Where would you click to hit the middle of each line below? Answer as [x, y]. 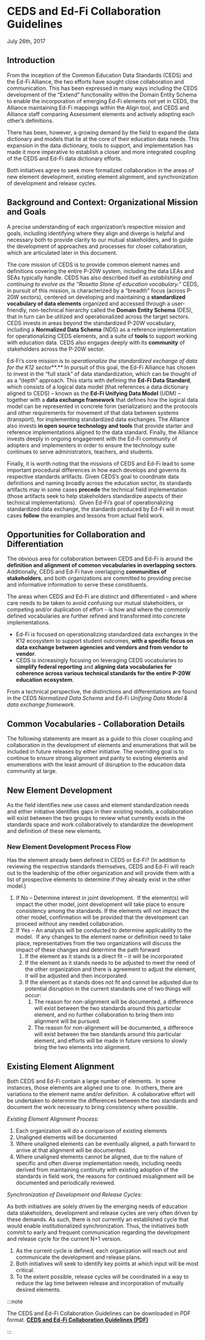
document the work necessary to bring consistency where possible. [92, 1107]
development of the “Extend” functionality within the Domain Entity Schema [102, 94]
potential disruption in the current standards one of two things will [108, 989]
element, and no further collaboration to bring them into [104, 1015]
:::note [15, 1302]
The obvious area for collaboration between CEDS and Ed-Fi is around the [100, 559]
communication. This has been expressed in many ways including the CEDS [102, 88]
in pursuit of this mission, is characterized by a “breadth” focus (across [96, 290]
